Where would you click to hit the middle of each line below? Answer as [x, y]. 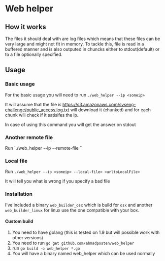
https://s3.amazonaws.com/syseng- [99, 104]
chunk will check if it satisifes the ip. [42, 115]
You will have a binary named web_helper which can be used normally [83, 253]
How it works [26, 27]
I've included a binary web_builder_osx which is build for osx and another [79, 205]
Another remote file [29, 137]
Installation [19, 194]
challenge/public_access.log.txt [37, 110]
